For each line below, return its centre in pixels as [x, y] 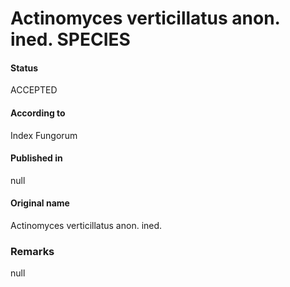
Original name [40, 203]
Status [24, 68]
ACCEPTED [34, 90]
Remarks [32, 251]
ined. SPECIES [70, 39]
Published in [36, 158]
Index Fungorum [44, 135]
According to [38, 113]
